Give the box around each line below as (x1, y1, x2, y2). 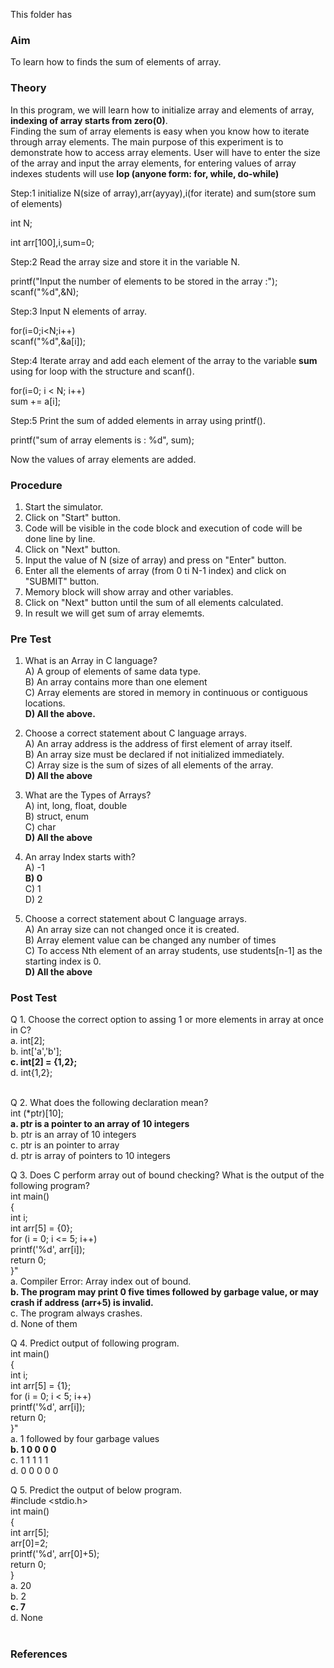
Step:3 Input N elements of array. (10, 305, 147, 317)
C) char (24, 821, 57, 833)
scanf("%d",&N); (10, 285, 80, 298)
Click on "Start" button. (24, 511, 122, 523)
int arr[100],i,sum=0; (10, 236, 95, 248)
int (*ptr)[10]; (10, 1107, 64, 1119)
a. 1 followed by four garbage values (10, 1433, 160, 1445)
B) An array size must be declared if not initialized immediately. (24, 749, 285, 761)
